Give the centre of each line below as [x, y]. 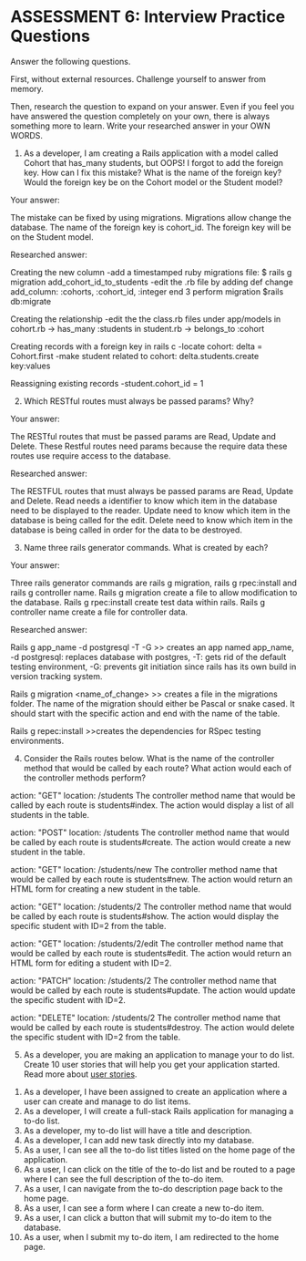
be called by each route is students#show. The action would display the [145, 916]
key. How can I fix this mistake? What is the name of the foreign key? [152, 172]
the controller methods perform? [85, 778]
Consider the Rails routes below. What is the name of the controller [149, 758]
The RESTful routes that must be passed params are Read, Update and [143, 436]
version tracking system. [56, 676]
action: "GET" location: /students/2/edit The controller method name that [147, 943]
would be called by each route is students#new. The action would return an [152, 879]
